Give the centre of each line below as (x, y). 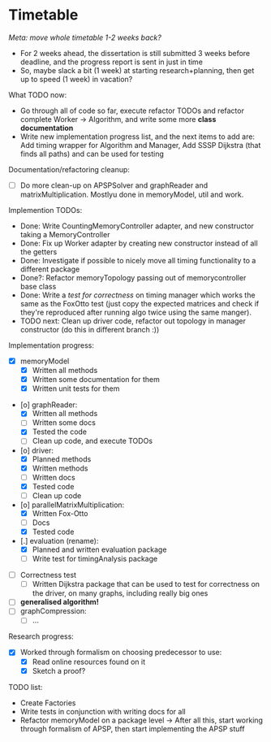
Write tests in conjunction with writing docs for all (103, 711)
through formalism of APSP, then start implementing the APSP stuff (132, 728)
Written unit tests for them (76, 388)
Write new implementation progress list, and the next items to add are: (138, 137)
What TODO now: (38, 94)
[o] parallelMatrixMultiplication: (72, 505)
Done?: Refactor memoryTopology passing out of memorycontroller (133, 278)
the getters (39, 252)
